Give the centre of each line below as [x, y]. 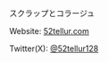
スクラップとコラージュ [52, 13]
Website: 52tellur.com [49, 31]
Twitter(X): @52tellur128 [54, 49]
